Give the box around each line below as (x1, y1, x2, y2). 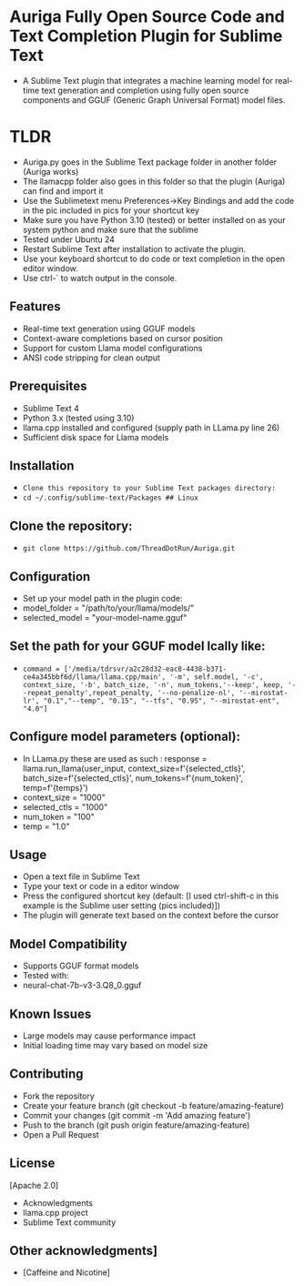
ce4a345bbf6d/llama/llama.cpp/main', (22, 672, 167, 682)
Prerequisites (9, 379, 87, 394)
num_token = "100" (22, 811, 96, 822)
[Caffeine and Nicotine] (22, 1267, 111, 1278)
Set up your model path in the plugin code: (22, 592, 183, 603)
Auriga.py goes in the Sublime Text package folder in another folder (22, 157, 278, 167)
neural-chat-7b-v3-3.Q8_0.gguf (22, 980, 142, 991)
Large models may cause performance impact (22, 1030, 197, 1041)
